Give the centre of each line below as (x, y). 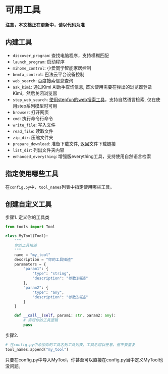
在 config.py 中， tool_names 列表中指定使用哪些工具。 (60, 187)
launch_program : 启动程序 (39, 62)
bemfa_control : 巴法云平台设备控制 (48, 74)
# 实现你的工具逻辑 (41, 320)
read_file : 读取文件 (33, 131)
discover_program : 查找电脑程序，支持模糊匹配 (61, 55)
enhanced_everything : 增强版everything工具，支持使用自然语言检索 (82, 156)
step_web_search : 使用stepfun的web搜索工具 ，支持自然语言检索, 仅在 (84, 99)
